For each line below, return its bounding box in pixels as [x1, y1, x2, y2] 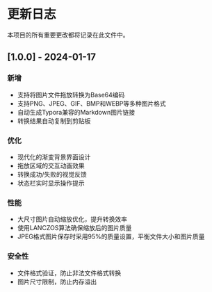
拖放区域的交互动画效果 [17, 161, 85, 170]
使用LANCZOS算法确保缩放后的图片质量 [17, 224, 132, 232]
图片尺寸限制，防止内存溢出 [17, 277, 97, 286]
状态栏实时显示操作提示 [17, 179, 85, 187]
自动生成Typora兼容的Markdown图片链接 [17, 108, 136, 116]
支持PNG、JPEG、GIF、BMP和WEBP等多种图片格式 [17, 99, 167, 108]
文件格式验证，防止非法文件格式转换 [17, 268, 122, 277]
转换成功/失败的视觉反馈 [17, 170, 87, 178]
